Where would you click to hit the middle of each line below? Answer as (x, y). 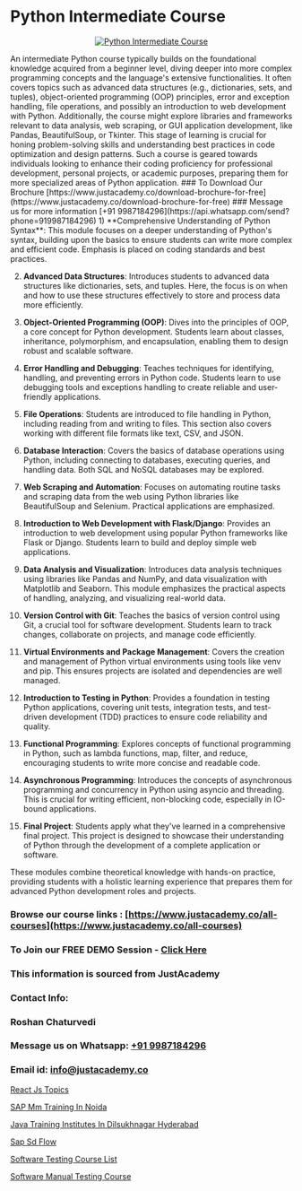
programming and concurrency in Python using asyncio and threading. (154, 789)
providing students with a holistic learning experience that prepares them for (151, 882)
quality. (37, 726)
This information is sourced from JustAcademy (115, 973)
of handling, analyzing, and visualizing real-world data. (125, 597)
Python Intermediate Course (118, 17)
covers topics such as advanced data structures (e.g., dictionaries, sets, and (151, 87)
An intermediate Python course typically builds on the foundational (133, 58)
